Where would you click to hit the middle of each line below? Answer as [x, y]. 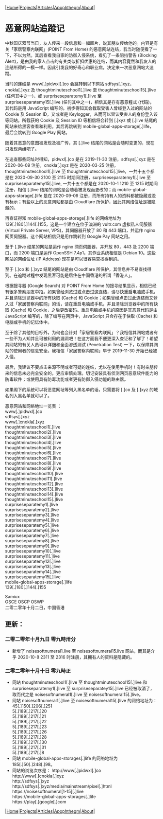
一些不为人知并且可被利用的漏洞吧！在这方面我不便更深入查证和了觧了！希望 [81, 338]
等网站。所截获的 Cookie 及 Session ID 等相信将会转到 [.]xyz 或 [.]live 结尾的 [81, 120]
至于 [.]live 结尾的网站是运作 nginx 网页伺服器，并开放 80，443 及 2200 [77, 247]
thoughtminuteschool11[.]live [33, 479]
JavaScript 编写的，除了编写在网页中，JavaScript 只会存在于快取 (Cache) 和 [81, 316]
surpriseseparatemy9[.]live [32, 546]
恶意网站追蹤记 [35, 29]
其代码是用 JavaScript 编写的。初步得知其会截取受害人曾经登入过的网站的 [79, 108]
